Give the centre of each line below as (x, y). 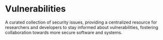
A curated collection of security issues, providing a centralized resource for (81, 22)
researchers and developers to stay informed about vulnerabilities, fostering (82, 27)
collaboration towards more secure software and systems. (64, 32)
